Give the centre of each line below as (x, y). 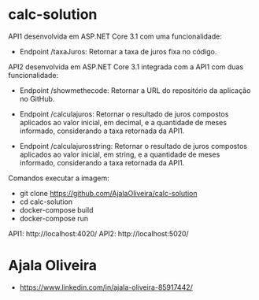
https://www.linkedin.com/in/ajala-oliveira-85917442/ (106, 287)
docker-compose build (56, 209)
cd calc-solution (46, 202)
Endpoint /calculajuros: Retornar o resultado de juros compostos (124, 114)
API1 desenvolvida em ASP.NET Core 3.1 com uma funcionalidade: (115, 36)
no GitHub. (37, 98)
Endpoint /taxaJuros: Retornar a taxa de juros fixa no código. (118, 51)
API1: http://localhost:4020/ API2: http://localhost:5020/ (98, 233)
